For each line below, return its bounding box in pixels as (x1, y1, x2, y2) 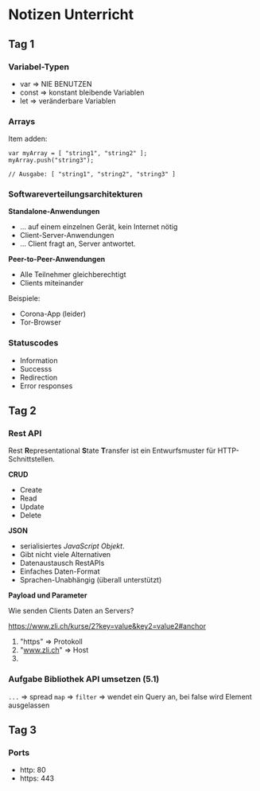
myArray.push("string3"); (8, 157, 94, 165)
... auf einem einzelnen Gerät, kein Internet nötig (19, 222, 178, 232)
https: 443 (19, 773, 54, 783)
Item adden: (8, 134, 48, 144)
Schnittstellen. (8, 454, 56, 464)
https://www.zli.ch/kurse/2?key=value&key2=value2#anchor (8, 621, 207, 631)
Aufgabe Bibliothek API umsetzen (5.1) (8, 674, 160, 685)
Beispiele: (8, 294, 41, 303)
